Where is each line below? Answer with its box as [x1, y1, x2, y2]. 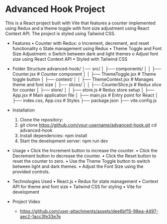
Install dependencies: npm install [19, 132, 87, 138]
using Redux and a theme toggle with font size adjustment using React [5, 25, 150, 31]
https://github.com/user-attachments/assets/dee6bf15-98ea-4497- [19, 208, 159, 214]
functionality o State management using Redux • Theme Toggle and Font [12, 45, 162, 51]
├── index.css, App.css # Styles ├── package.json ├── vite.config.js [12, 97, 157, 103]
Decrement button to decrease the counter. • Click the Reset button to [12, 153, 157, 159]
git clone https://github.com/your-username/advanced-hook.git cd [19, 122, 157, 128]
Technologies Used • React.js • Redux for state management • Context [12, 178, 159, 184]
